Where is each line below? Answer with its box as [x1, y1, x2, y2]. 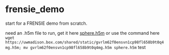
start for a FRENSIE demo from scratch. [5, 20, 88, 26]
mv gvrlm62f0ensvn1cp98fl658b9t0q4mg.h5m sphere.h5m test [23, 44, 146, 50]
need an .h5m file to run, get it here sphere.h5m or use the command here [5, 30, 160, 36]
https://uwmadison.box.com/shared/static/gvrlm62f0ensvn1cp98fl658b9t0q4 [5, 39, 164, 45]
